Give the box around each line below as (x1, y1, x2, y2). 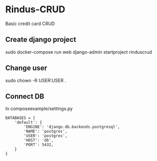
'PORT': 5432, (24, 142, 54, 148)
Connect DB (5, 92, 44, 101)
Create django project (5, 35, 77, 44)
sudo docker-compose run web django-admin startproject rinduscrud (5, 49, 152, 55)
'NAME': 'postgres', (24, 129, 68, 134)
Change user (5, 64, 48, 73)
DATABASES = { (5, 116, 36, 121)
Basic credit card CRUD (5, 20, 55, 27)
